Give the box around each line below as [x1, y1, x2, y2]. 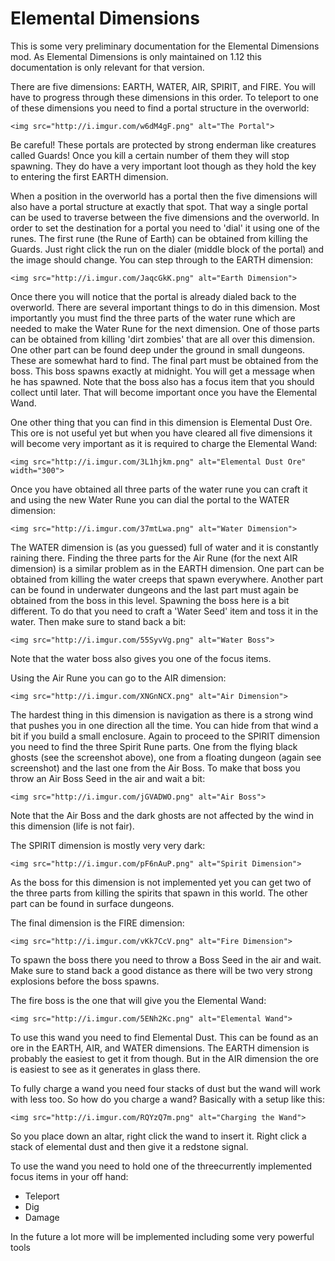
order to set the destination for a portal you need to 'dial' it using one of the [10, 222, 320, 234]
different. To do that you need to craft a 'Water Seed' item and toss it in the [10, 605, 319, 617]
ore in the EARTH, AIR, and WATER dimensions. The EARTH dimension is [10, 1042, 310, 1054]
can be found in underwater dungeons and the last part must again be [10, 583, 299, 596]
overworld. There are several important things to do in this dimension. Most [10, 301, 321, 313]
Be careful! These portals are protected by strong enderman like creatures [10, 138, 317, 151]
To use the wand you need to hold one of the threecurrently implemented [10, 1160, 312, 1172]
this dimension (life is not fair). [10, 820, 135, 832]
